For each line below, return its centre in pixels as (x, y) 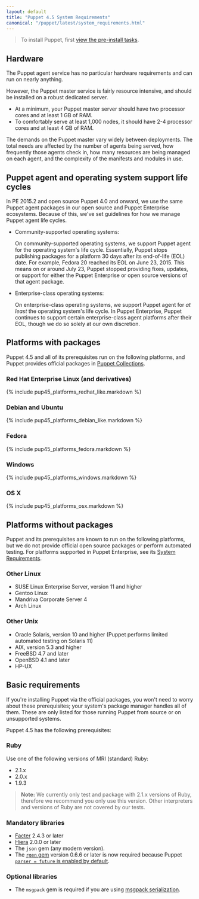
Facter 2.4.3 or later (39, 836)
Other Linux (24, 574)
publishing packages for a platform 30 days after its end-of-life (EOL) (100, 256)
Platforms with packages (54, 342)
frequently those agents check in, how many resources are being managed (98, 153)
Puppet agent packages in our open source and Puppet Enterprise (88, 208)
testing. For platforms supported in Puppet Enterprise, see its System (91, 552)
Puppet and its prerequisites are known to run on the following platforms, (96, 540)
